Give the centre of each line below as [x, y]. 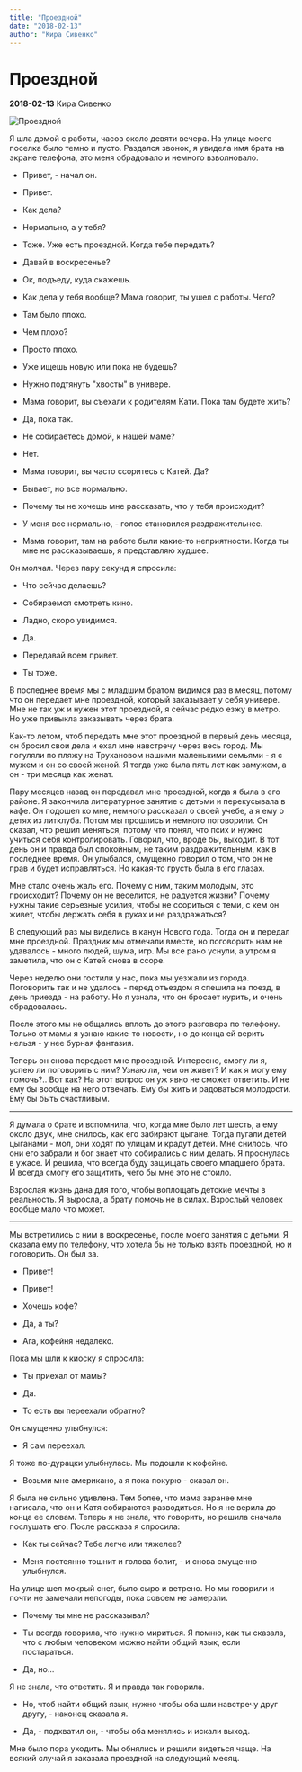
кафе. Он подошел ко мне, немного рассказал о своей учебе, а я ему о [147, 811]
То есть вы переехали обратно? [84, 1411]
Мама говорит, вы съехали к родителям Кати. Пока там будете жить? [156, 402]
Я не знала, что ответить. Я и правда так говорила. [107, 1687]
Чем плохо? [45, 332]
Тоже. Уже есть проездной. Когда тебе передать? [118, 245]
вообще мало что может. [58, 1209]
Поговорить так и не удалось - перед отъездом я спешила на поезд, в [145, 988]
